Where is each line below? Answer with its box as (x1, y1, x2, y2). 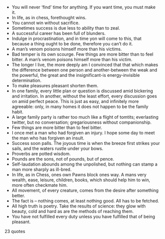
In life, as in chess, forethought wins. (11, 15, 87, 20)
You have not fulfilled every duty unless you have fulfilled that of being (11, 214, 156, 219)
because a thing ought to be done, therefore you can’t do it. (11, 41, 133, 46)
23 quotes (4, 229, 26, 234)
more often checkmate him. (11, 182, 68, 188)
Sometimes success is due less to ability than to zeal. (11, 25, 120, 31)
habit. (11, 109, 24, 115)
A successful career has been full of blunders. (11, 31, 106, 36)
